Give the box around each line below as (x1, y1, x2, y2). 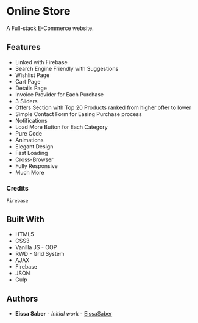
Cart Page (15, 78, 41, 85)
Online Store (6, 4, 71, 18)
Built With (6, 214, 44, 225)
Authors (6, 294, 38, 304)
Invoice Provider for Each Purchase (15, 90, 104, 98)
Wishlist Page (15, 71, 50, 79)
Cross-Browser (15, 156, 54, 163)
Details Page (15, 84, 48, 92)
